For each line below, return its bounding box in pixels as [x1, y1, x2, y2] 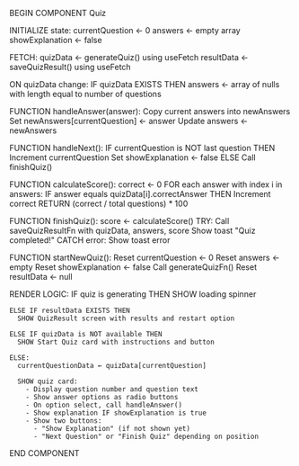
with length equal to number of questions [9, 89, 162, 99]
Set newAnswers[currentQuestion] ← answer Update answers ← [9, 116, 249, 126]
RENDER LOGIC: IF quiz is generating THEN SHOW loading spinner [9, 289, 257, 300]
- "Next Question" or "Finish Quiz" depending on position [32, 432, 259, 441]
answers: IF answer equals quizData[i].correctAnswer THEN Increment [9, 189, 271, 199]
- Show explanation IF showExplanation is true [25, 408, 207, 417]
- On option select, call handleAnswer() [25, 400, 182, 409]
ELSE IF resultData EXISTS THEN [9, 306, 130, 315]
